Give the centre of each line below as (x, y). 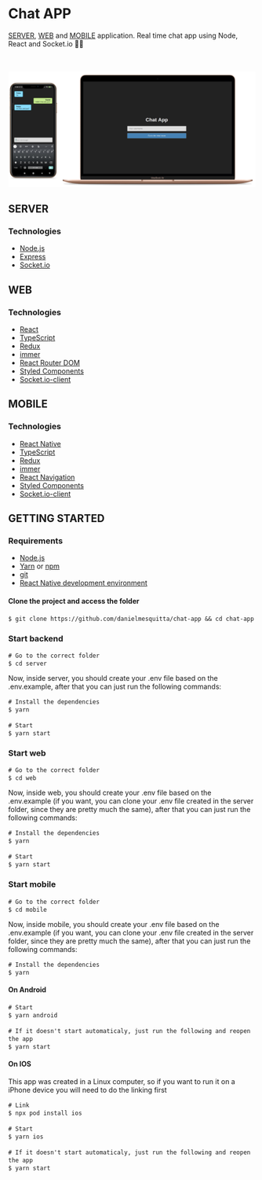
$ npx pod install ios (45, 1113)
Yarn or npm (40, 566)
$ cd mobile (27, 910)
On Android (27, 990)
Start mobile (32, 884)
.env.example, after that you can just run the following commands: (115, 686)
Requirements (36, 541)
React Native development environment (83, 583)
